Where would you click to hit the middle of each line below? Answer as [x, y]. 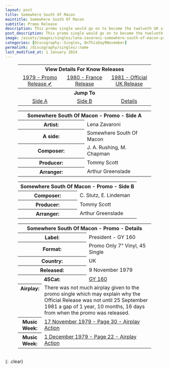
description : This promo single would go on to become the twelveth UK [82, 29]
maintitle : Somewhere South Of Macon [45, 19]
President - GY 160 [112, 237]
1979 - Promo [40, 77]
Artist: [51, 125]
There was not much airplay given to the [92, 288]
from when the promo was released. [87, 313]
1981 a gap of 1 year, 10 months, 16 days [95, 306]
